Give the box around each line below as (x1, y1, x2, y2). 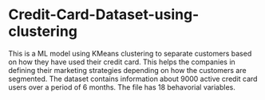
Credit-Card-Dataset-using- (8, 6, 200, 24)
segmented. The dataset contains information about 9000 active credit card (8, 74, 258, 83)
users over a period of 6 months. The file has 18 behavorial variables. (8, 82, 235, 92)
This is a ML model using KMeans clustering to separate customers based (8, 48, 252, 58)
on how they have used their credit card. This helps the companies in (8, 57, 235, 67)
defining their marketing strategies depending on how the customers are (8, 65, 247, 75)
